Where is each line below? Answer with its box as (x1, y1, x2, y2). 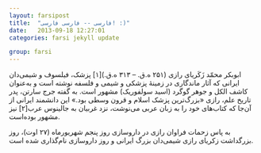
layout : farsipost (9, 11, 70, 20)
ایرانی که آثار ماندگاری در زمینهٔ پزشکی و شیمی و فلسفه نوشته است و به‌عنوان (9, 78, 240, 88)
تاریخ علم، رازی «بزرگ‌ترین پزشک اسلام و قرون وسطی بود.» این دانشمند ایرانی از (9, 95, 251, 105)
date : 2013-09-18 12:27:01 (9, 26, 106, 34)
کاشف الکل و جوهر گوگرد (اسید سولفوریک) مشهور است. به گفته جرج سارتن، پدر (9, 86, 248, 96)
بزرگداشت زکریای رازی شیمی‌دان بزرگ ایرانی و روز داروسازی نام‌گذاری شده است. (9, 136, 254, 145)
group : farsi (9, 48, 52, 56)
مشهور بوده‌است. (9, 112, 60, 121)
